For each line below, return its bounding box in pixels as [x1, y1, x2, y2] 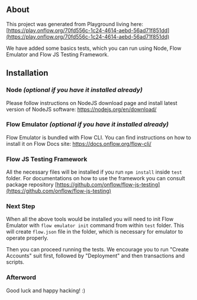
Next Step [6, 202, 35, 210]
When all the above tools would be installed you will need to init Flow [6, 216, 174, 223]
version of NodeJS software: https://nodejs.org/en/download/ [6, 106, 157, 113]
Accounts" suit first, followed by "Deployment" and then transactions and [6, 252, 185, 260]
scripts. [6, 258, 25, 266]
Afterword [6, 273, 37, 282]
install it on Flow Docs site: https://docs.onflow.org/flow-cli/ [6, 140, 152, 147]
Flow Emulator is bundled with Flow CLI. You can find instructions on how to [6, 133, 191, 141]
